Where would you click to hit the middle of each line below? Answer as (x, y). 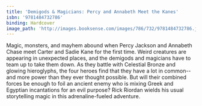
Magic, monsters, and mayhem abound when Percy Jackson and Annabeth (99, 46)
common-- (178, 71)
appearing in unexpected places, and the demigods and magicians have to (99, 58)
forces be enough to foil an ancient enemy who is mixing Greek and (90, 84)
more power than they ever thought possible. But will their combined (102, 77)
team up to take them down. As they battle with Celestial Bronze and (91, 65)
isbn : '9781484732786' (35, 17)
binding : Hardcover (31, 23)
